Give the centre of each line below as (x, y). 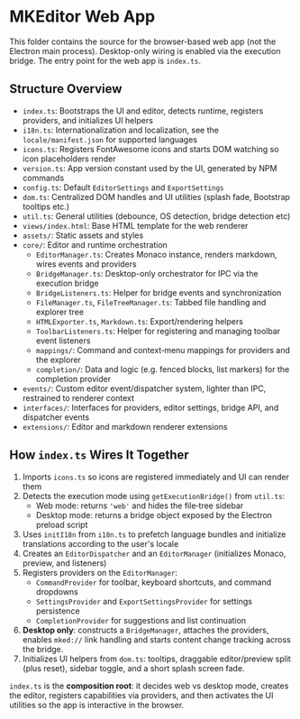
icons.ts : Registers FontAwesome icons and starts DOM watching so (150, 149)
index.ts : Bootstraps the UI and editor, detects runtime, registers (143, 111)
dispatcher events (56, 417)
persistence (58, 611)
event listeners (63, 341)
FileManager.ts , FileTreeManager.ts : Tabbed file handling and (151, 302)
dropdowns (57, 591)
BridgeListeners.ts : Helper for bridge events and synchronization (159, 292)
